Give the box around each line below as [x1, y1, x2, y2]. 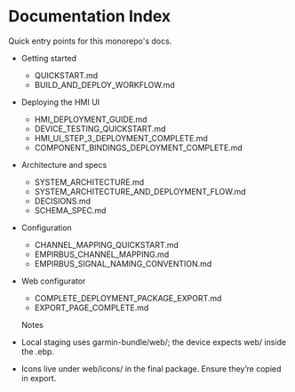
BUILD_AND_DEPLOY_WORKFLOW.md [34, 79, 175, 90]
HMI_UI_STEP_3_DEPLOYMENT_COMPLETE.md [34, 132, 208, 143]
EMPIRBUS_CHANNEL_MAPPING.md [34, 249, 170, 260]
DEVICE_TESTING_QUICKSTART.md [34, 123, 166, 134]
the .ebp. [20, 346, 55, 356]
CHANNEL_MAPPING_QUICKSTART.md [34, 239, 179, 250]
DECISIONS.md [34, 196, 91, 206]
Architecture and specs [20, 159, 108, 170]
